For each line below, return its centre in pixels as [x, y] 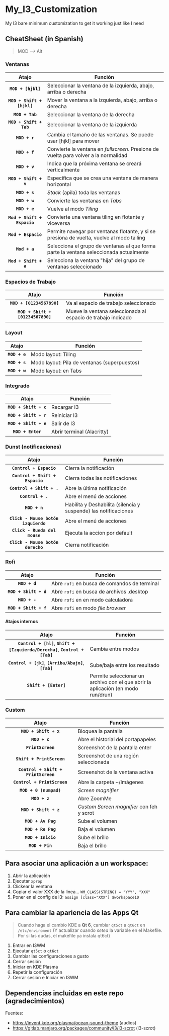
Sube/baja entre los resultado [125, 665]
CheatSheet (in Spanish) [45, 39]
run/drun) [101, 695]
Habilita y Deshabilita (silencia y [103, 505]
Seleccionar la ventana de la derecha [91, 115]
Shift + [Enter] [46, 685]
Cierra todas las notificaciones [101, 478]
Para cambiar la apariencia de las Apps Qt [72, 913]
